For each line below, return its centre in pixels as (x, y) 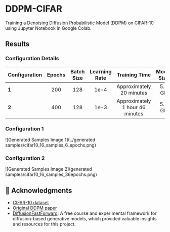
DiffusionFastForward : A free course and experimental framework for (84, 213)
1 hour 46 (134, 107)
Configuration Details (32, 59)
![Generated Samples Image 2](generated (49, 169)
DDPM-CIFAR (34, 9)
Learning (101, 71)
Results (17, 44)
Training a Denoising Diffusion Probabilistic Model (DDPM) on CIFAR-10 (80, 23)
